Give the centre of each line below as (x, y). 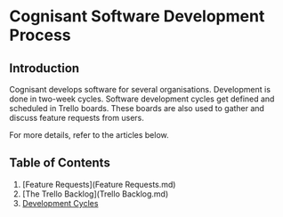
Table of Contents (60, 163)
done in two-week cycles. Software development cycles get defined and (142, 99)
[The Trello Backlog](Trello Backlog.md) (95, 194)
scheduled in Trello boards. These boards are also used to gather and (137, 108)
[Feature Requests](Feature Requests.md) (99, 184)
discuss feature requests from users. (77, 118)
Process (40, 35)
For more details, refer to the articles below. (89, 135)
